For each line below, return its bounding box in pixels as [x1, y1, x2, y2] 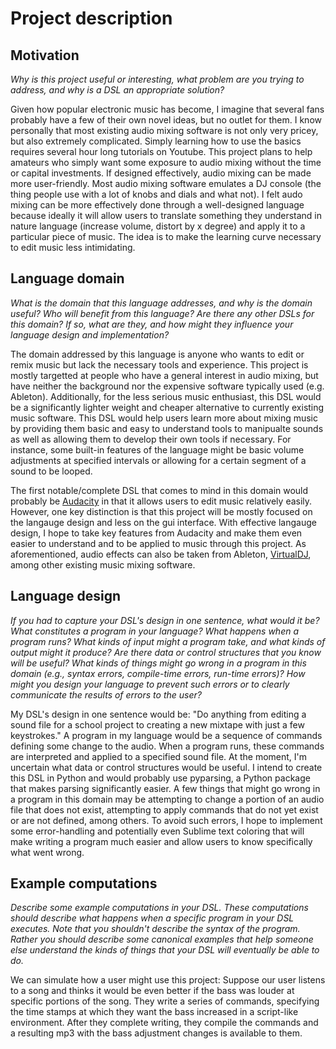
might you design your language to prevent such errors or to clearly [10, 678, 290, 690]
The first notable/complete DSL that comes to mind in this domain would [10, 484, 309, 496]
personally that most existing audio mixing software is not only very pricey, [10, 125, 319, 136]
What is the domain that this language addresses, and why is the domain [10, 297, 313, 309]
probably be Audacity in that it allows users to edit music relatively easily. [10, 495, 313, 507]
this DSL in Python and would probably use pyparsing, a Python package [10, 772, 311, 784]
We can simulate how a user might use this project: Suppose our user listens [10, 974, 326, 986]
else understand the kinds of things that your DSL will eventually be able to [10, 944, 320, 956]
